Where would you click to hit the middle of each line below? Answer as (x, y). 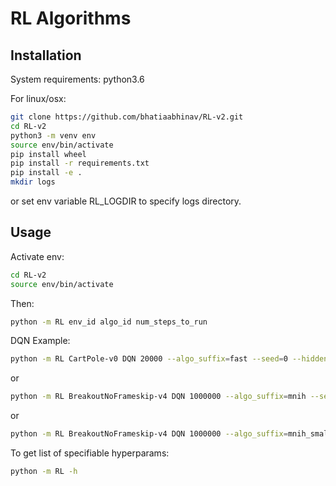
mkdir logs (33, 182)
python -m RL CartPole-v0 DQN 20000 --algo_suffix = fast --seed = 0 (149, 359)
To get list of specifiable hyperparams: (90, 453)
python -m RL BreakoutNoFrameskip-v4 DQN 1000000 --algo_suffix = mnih (158, 397)
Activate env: (37, 256)
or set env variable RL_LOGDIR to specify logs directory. (126, 201)
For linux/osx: (38, 98)
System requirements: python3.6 (77, 79)
